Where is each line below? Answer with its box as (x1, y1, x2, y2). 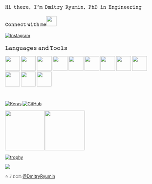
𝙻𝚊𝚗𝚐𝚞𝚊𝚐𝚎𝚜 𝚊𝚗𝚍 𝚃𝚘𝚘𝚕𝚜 (5, 45, 67, 52)
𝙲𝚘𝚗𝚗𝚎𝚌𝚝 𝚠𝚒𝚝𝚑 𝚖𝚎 (5, 22, 46, 27)
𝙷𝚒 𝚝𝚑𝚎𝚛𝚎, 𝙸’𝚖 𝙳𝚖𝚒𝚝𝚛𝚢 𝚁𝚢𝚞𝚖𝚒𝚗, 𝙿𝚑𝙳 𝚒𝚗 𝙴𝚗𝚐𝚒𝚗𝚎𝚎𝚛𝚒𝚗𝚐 (5, 4, 142, 10)
